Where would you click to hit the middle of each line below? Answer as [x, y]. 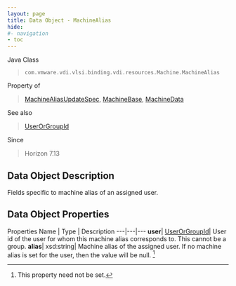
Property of [24, 86]
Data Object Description [61, 176]
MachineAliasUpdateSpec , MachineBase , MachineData [104, 100]
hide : [15, 27]
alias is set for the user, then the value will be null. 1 [81, 254]
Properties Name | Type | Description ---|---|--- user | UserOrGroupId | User [117, 231]
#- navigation [28, 33]
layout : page [26, 14]
